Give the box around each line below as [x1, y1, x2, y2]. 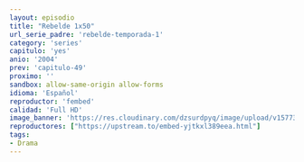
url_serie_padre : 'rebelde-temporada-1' [9, 30, 165, 39]
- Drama [9, 139, 39, 148]
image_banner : [9, 113, 63, 122]
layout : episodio [9, 13, 75, 22]
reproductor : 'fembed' [9, 96, 95, 106]
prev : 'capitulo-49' [9, 64, 88, 73]
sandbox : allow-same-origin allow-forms [9, 80, 165, 89]
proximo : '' [9, 72, 54, 81]
